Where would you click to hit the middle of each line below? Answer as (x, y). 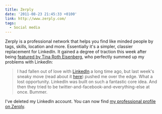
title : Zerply (19, 9)
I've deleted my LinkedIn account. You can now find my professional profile (81, 101)
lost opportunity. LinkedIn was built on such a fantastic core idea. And (87, 82)
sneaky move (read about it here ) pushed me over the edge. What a (85, 77)
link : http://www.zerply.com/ (36, 18)
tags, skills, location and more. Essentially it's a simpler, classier (69, 47)
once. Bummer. (32, 92)
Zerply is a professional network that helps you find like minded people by (79, 41)
